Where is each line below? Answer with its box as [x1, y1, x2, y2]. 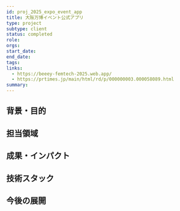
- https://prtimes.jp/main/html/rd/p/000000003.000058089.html [11, 76, 174, 82]
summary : [6, 82, 28, 88]
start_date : [6, 48, 36, 54]
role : [6, 37, 20, 43]
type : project [6, 20, 42, 26]
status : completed [6, 31, 53, 37]
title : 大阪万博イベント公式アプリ [6, 15, 84, 21]
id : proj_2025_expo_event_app [6, 8, 83, 15]
